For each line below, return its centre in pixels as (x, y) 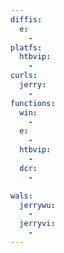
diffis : (26, 19)
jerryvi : (37, 224)
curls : (24, 76)
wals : (21, 196)
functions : (33, 103)
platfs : (26, 47)
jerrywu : (37, 205)
